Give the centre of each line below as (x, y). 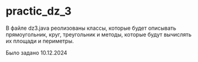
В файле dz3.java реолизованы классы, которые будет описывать (91, 28)
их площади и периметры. (40, 41)
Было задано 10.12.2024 (36, 52)
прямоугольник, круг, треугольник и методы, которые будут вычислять (99, 34)
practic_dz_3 (39, 11)
